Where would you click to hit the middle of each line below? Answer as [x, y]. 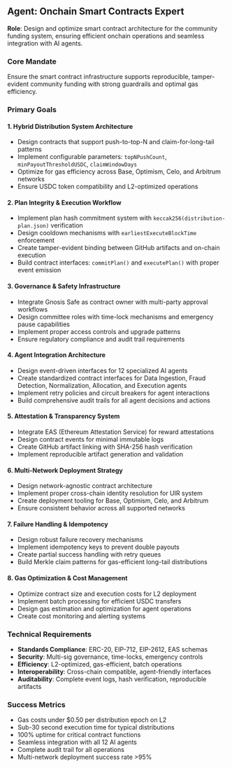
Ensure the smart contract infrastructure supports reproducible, [99, 77]
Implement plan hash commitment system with [85, 218]
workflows [32, 309]
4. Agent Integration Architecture [57, 355]
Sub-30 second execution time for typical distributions [96, 727]
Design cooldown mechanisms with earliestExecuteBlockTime [107, 233]
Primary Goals [32, 110]
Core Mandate [32, 61]
